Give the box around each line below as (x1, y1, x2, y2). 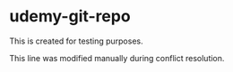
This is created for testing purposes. (9, 36, 143, 46)
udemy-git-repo (9, 6, 132, 27)
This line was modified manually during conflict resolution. (9, 52, 225, 63)
